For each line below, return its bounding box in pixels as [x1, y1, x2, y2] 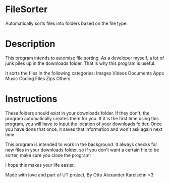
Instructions [5, 93, 58, 105]
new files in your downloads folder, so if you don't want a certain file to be [5, 147, 159, 153]
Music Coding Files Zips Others [5, 75, 71, 82]
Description [5, 38, 55, 50]
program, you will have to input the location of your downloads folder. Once [5, 121, 162, 127]
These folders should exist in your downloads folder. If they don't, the [5, 110, 150, 116]
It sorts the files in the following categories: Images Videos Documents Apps [5, 70, 164, 76]
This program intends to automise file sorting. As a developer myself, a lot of [5, 55, 164, 61]
